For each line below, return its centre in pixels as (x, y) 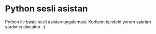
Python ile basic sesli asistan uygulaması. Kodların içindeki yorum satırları (78, 22)
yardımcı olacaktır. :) (25, 26)
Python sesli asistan (46, 9)
